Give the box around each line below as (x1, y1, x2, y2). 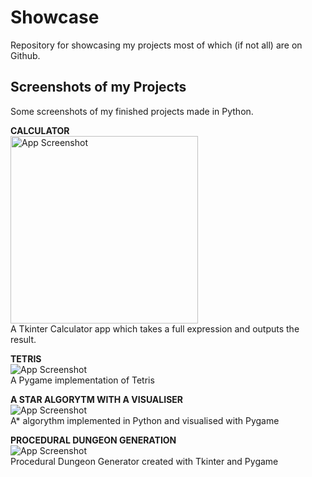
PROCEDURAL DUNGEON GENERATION (10, 434, 177, 446)
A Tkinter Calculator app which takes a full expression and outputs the (10, 322, 300, 335)
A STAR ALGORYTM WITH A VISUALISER (10, 393, 184, 405)
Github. (10, 49, 41, 61)
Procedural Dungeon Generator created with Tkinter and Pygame (10, 455, 279, 467)
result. (10, 333, 37, 345)
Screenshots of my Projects (10, 79, 187, 96)
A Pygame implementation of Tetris (10, 374, 155, 386)
